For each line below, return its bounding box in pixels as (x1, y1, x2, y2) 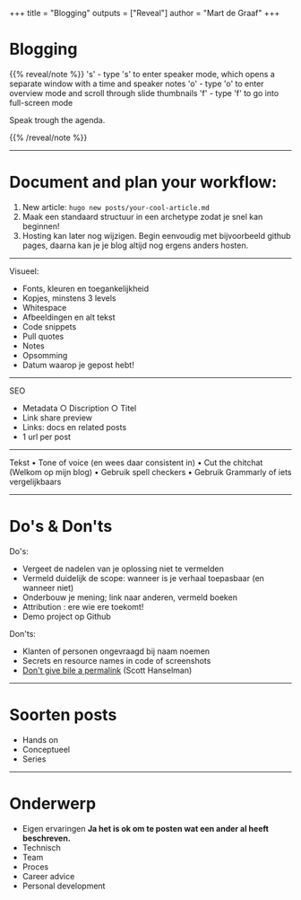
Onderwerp (9, 793, 97, 814)
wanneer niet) (21, 582, 74, 593)
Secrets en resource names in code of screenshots (21, 655, 211, 666)
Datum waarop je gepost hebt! (21, 359, 134, 370)
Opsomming (21, 349, 68, 360)
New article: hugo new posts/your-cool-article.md (21, 201, 211, 212)
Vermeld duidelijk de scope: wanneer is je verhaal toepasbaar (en (21, 572, 264, 583)
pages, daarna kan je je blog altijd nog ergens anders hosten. (21, 240, 249, 251)
